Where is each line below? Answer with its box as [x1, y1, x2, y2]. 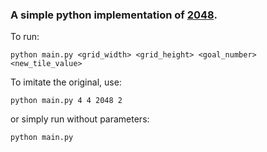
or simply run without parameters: [10, 113, 150, 125]
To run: [10, 31, 40, 43]
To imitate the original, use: [10, 76, 122, 88]
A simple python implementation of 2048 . [10, 8, 218, 22]
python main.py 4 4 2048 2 [10, 96, 123, 106]
